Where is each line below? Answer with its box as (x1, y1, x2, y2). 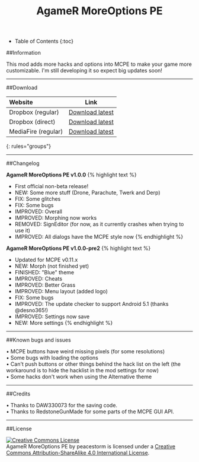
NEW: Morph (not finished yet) (14, 262, 89, 270)
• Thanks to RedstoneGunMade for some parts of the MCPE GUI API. (6, 408, 175, 415)
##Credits (6, 390, 31, 397)
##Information (6, 49, 41, 56)
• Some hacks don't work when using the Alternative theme (6, 373, 152, 381)
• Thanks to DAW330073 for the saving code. (6, 402, 117, 409)
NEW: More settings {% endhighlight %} (14, 319, 113, 327)
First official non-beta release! (14, 183, 89, 190)
